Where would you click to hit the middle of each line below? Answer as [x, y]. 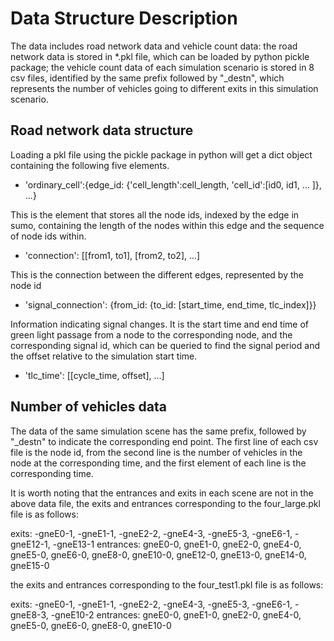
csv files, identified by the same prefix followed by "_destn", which [147, 78]
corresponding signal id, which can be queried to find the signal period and [165, 345]
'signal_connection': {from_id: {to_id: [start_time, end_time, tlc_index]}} [170, 304]
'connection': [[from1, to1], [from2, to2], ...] [112, 255]
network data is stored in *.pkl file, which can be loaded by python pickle [160, 56]
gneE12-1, [30, 544]
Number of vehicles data [88, 407]
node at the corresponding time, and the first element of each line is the [158, 463]
